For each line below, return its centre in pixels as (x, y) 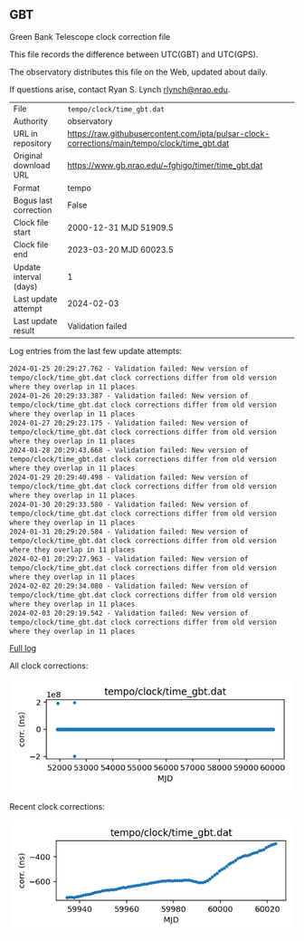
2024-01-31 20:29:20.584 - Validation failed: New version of (129, 532)
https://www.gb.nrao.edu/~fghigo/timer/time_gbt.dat (165, 166)
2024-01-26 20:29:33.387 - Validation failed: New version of (129, 396)
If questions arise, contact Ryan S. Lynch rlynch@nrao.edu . (120, 89)
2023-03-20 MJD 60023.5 (120, 249)
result (24, 331)
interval (27, 276)
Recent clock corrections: (57, 807)
